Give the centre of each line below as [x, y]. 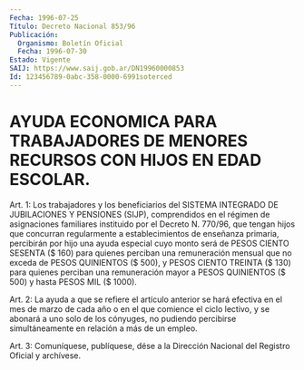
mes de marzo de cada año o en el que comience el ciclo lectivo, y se [140, 308]
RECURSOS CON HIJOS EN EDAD [135, 160]
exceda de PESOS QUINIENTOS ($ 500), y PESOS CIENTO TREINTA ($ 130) [151, 262]
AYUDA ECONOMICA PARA [113, 121]
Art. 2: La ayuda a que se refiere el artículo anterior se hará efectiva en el [146, 299]
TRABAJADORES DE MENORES [128, 141]
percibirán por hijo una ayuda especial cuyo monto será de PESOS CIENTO [149, 243]
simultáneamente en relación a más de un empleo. [103, 328]
